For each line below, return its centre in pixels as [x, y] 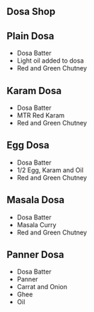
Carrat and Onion [42, 287]
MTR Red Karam [41, 115]
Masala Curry [37, 224]
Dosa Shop [31, 12]
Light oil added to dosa [50, 61]
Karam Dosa [34, 91]
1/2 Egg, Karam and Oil [50, 170]
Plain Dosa [30, 36]
